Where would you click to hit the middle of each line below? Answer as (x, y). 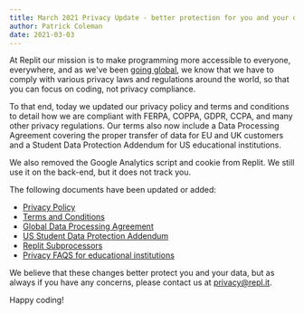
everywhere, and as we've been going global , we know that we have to (142, 70)
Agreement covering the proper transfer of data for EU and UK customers (147, 136)
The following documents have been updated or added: (113, 190)
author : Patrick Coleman (56, 26)
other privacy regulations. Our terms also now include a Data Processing (144, 126)
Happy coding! (37, 300)
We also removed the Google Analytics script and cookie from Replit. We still (152, 163)
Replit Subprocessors (62, 246)
